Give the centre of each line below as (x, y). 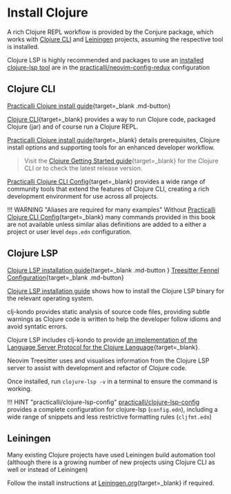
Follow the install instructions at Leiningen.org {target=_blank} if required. (111, 483)
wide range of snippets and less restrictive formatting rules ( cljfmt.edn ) (110, 417)
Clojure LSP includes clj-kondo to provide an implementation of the (102, 340)
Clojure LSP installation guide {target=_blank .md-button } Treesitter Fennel (113, 270)
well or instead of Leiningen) (48, 470)
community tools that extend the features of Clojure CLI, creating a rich (108, 189)
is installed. (23, 46)
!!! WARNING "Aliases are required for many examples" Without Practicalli (111, 210)
